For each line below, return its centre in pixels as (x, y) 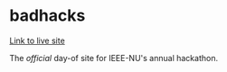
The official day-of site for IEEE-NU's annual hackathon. (114, 58)
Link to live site (37, 40)
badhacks (47, 16)
